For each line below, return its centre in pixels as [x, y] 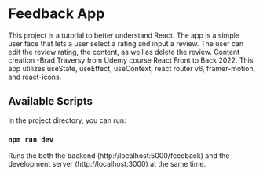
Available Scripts [50, 101]
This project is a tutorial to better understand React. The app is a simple [124, 35]
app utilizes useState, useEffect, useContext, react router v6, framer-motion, [132, 68]
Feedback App [57, 14]
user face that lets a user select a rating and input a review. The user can [126, 43]
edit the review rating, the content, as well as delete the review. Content [124, 52]
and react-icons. [35, 77]
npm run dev [31, 139]
